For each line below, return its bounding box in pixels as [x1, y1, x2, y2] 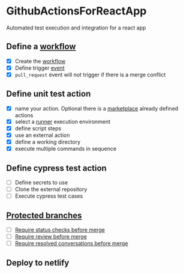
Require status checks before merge [14, 226, 105, 233]
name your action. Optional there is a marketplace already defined [14, 105, 179, 112]
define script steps [14, 124, 62, 132]
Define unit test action [6, 89, 91, 99]
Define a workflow [6, 41, 76, 52]
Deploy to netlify [6, 257, 70, 268]
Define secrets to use [14, 178, 68, 186]
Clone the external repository [14, 186, 88, 193]
